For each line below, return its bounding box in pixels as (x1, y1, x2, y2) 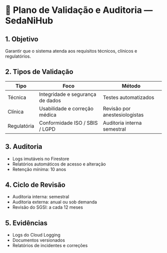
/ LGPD (39, 125, 56, 132)
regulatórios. (5, 53, 31, 59)
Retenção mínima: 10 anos (12, 166, 66, 172)
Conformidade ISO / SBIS (39, 119, 98, 126)
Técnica (7, 94, 26, 101)
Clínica (7, 108, 24, 115)
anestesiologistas (102, 111, 144, 118)
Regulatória (7, 122, 35, 129)
